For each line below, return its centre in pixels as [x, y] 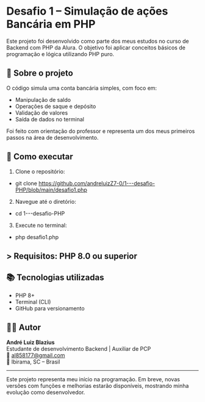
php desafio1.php [37, 237]
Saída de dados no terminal [49, 119]
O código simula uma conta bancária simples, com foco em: [82, 88]
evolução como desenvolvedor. [46, 392]
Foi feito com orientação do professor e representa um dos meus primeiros [101, 131]
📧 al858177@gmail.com [36, 355]
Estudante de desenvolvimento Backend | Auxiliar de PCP [79, 348]
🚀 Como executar [40, 157]
